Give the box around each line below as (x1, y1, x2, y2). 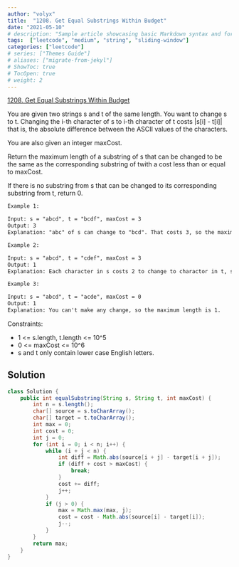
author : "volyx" (7, 10, 55, 18)
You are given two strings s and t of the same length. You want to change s (7, 110, 228, 118)
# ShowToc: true (7, 63, 55, 70)
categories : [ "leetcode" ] (7, 43, 84, 51)
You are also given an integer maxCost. (7, 139, 122, 147)
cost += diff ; (58, 480, 100, 487)
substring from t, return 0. (7, 189, 83, 198)
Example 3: (7, 280, 40, 288)
